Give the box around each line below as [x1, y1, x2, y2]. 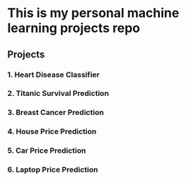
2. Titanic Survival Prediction [7, 89, 110, 99]
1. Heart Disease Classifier [7, 70, 100, 79]
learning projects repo [7, 20, 141, 36]
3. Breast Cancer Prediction [7, 108, 104, 118]
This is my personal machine [7, 5, 180, 21]
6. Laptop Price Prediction [7, 165, 98, 175]
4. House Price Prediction [7, 126, 97, 136]
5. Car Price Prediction [7, 146, 86, 155]
